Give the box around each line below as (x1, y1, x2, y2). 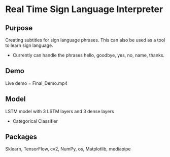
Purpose (5, 24, 33, 32)
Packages (5, 133, 37, 141)
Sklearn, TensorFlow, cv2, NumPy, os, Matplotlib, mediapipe (5, 146, 131, 152)
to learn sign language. (5, 42, 53, 48)
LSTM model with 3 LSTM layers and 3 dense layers (5, 108, 114, 114)
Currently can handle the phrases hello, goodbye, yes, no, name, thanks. (12, 52, 165, 58)
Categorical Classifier (12, 118, 58, 124)
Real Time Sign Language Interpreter (5, 4, 163, 15)
